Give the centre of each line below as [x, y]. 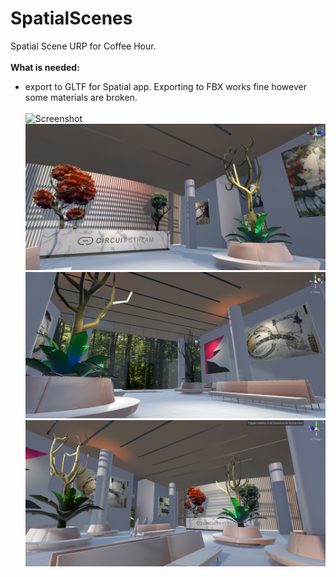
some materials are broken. [81, 97]
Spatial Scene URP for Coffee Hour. [83, 46]
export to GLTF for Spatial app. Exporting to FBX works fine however [165, 86]
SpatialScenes [71, 18]
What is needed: [45, 67]
